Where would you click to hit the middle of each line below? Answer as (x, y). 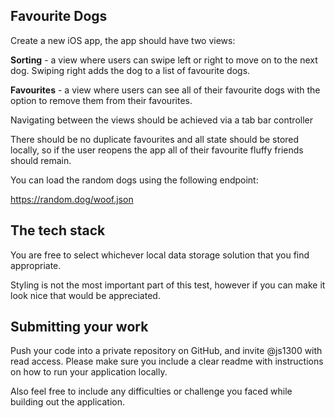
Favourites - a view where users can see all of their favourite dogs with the (165, 90)
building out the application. (67, 402)
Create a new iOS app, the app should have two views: (123, 40)
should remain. (41, 160)
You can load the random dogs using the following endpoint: (134, 180)
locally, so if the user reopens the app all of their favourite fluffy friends (157, 150)
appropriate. (36, 265)
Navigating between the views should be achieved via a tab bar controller (161, 120)
